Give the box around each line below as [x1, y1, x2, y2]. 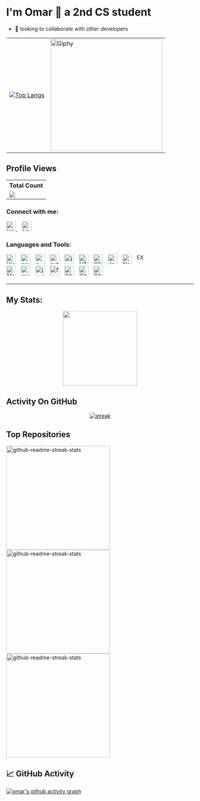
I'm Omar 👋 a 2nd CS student [6, 5, 152, 19]
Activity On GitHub [6, 396, 77, 406]
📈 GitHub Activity [6, 769, 74, 779]
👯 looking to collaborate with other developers [14, 25, 129, 32]
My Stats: [6, 295, 43, 305]
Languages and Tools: [6, 240, 71, 249]
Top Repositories [6, 430, 71, 440]
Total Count [9, 181, 43, 189]
